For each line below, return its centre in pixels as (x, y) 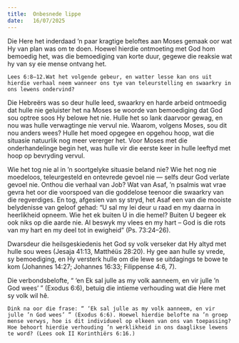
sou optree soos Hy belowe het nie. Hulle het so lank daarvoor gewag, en (115, 118)
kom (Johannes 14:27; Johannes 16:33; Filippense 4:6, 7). (92, 266)
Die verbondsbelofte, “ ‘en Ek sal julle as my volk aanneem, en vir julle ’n (113, 280)
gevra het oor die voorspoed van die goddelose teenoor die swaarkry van (116, 192)
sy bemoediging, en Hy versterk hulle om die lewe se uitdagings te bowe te (118, 259)
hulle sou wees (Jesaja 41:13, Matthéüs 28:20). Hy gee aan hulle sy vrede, (116, 251)
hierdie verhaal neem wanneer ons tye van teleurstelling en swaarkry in (119, 83)
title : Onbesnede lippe (44, 14)
